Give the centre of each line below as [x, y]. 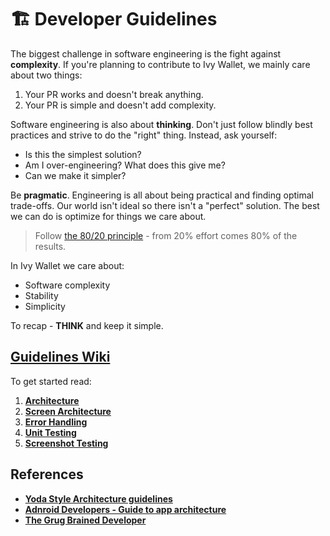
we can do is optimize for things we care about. [108, 216]
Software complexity [67, 285]
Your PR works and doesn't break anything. [114, 94]
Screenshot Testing [66, 443]
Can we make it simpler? [75, 175]
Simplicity [45, 306]
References [47, 474]
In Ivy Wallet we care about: [67, 265]
